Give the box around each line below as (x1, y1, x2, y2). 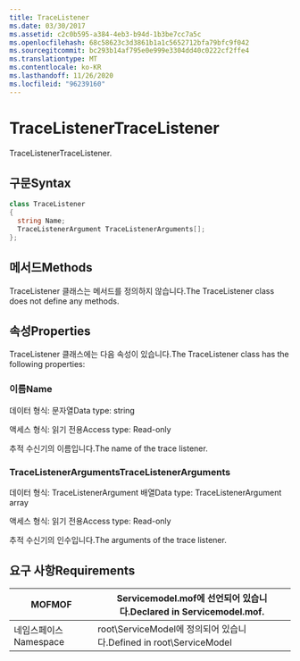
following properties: (9, 359, 86, 370)
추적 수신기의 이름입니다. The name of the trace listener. (9, 443, 208, 454)
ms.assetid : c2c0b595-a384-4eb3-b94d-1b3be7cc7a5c (9, 29, 202, 38)
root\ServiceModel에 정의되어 (97, 623, 221, 635)
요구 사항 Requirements (9, 564, 136, 579)
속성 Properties (9, 323, 91, 339)
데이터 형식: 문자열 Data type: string (9, 405, 136, 415)
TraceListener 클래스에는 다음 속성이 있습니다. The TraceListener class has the (9, 349, 290, 360)
